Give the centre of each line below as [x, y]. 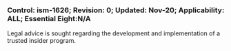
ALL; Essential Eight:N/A [49, 18]
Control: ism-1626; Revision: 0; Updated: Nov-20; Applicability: [116, 10]
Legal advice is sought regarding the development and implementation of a [114, 33]
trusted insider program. [42, 41]
